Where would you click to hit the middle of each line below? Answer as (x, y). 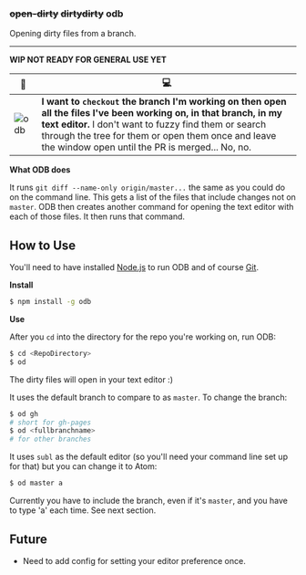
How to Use (43, 245)
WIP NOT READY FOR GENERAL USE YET (88, 60)
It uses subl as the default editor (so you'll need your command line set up (149, 457)
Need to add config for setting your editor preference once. (134, 560)
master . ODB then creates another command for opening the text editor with (152, 207)
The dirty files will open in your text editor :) (91, 379)
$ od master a (36, 483)
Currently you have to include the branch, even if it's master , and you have (149, 501)
